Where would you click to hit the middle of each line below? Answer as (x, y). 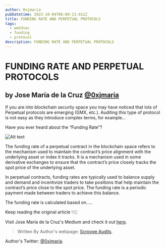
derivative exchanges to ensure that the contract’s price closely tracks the (81, 162)
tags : (11, 24)
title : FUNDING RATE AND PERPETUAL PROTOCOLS (53, 19)
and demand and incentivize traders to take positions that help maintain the (82, 182)
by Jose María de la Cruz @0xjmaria (62, 95)
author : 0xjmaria (23, 10)
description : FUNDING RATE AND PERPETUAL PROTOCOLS (59, 42)
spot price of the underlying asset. (40, 167)
